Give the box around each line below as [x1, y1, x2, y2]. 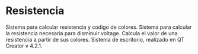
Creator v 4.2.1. [5, 42, 43, 49]
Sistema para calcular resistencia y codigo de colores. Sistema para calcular [5, 23, 192, 31]
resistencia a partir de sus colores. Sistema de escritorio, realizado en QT [5, 36, 185, 43]
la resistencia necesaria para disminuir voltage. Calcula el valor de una [5, 29, 178, 36]
